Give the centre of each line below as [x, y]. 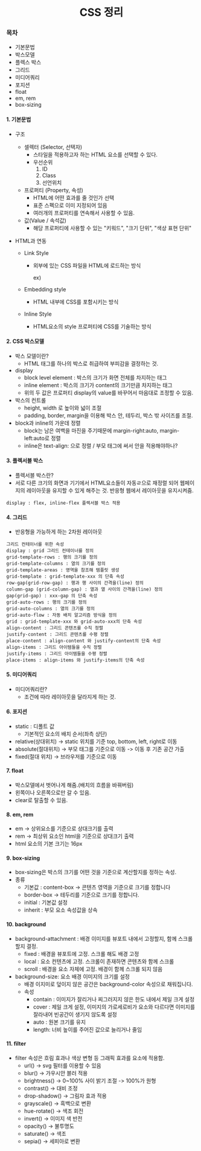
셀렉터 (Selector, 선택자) [53, 147]
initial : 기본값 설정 [46, 903]
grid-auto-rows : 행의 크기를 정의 [46, 602]
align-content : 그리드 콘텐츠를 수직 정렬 [55, 628]
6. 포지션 [17, 712]
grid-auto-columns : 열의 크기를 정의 [51, 609]
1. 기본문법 [19, 119]
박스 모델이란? [32, 356]
